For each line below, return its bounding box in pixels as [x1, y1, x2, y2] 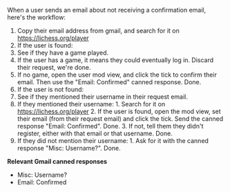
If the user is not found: [17, 86, 84, 93]
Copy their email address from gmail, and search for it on [17, 27, 180, 35]
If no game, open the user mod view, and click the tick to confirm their [17, 70, 218, 79]
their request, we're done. [17, 64, 91, 71]
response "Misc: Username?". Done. [17, 144, 121, 152]
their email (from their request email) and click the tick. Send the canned [17, 115, 223, 123]
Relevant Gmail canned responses [7, 157, 108, 165]
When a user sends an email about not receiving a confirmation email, [7, 6, 207, 14]
